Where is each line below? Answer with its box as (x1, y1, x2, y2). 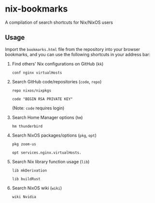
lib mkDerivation (12, 168, 47, 173)
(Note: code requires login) (12, 105, 65, 111)
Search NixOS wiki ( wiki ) (12, 185, 62, 191)
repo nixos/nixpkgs (12, 88, 52, 93)
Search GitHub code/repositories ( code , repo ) (12, 78, 102, 84)
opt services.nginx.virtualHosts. (12, 150, 82, 155)
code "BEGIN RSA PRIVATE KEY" (12, 96, 73, 101)
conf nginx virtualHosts (12, 70, 62, 75)
